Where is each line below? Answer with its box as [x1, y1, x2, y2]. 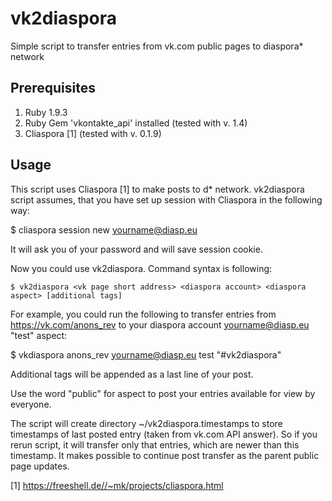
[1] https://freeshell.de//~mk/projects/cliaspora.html [10, 479, 224, 491]
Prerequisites [10, 80, 96, 97]
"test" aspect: [10, 329, 68, 341]
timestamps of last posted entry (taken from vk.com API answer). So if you [10, 428, 318, 440]
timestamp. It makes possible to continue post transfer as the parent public [10, 449, 320, 461]
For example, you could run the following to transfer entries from [10, 308, 277, 320]
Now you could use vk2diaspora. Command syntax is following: [10, 262, 273, 274]
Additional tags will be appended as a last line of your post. [10, 368, 254, 380]
